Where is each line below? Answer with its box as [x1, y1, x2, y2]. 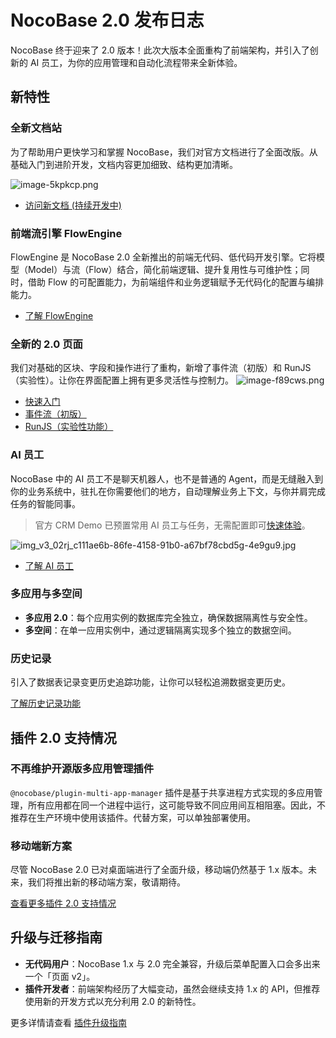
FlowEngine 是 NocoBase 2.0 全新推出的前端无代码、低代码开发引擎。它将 [10, 251, 317, 263]
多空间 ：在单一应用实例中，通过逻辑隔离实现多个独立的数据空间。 [24, 624, 297, 636]
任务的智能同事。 [10, 497, 81, 510]
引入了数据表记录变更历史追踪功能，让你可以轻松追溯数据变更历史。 [10, 676, 291, 688]
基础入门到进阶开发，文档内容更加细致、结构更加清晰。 [10, 158, 238, 170]
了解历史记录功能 [10, 697, 81, 710]
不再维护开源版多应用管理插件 [10, 762, 155, 776]
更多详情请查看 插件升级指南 [10, 1016, 127, 1028]
